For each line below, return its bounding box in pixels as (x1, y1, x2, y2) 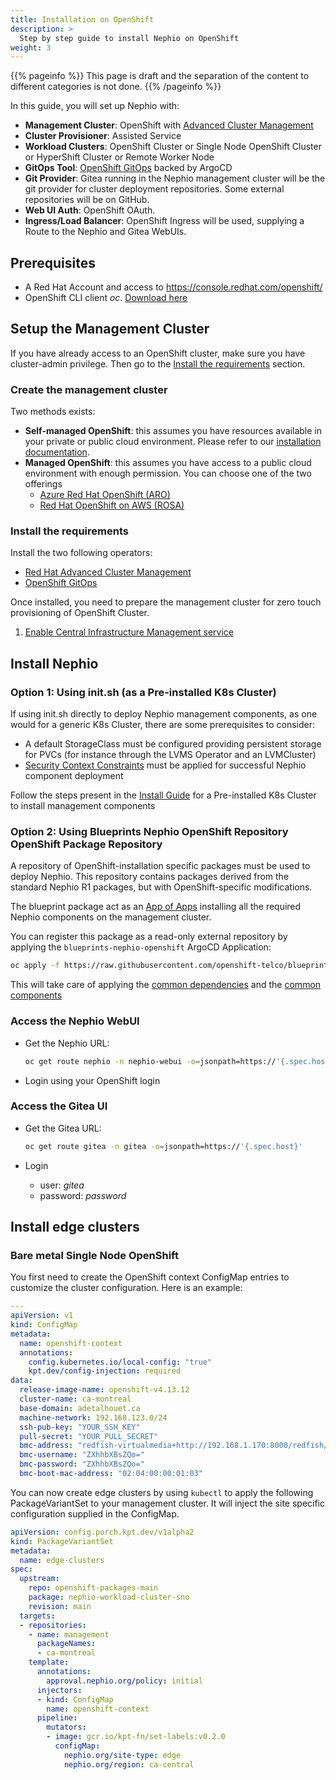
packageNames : (36, 1639, 97, 1649)
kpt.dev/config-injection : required (28, 1366, 182, 1376)
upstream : (19, 1574, 60, 1584)
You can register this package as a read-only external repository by (10, 931, 288, 943)
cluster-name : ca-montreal (19, 1394, 132, 1405)
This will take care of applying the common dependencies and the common (10, 979, 322, 991)
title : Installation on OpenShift (10, 14, 155, 25)
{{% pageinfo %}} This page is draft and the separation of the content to (10, 70, 310, 82)
